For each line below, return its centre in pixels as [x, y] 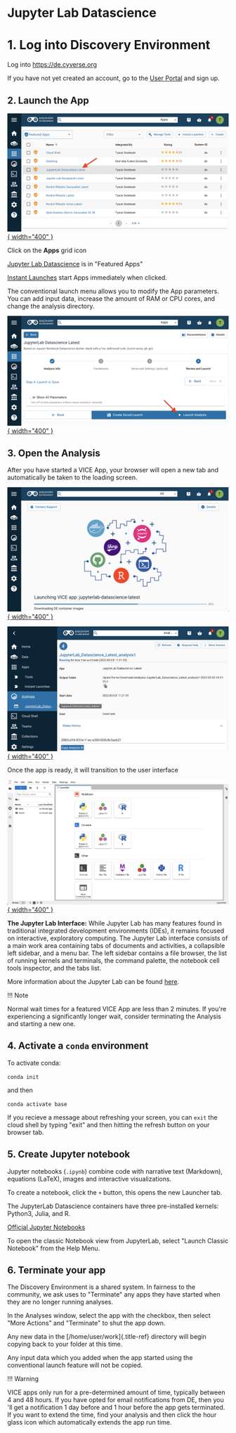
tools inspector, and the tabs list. [54, 968]
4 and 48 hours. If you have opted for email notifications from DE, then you [116, 1400]
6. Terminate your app [57, 1270]
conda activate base [38, 1104]
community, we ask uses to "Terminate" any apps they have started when [114, 1295]
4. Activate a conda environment [78, 1046]
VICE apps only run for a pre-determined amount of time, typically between [116, 1392]
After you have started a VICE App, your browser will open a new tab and [113, 470]
